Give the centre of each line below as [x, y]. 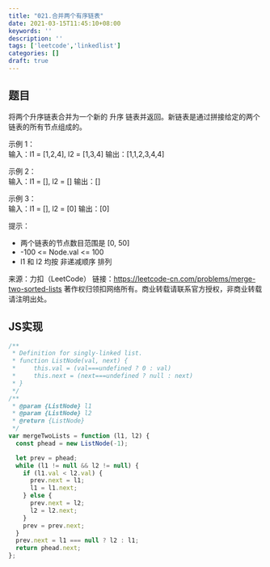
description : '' [36, 38]
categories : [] [34, 53]
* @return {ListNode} [48, 421]
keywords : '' [30, 31]
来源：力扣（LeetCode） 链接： [61, 279]
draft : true [28, 61]
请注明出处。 [30, 299]
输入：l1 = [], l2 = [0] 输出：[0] [59, 208]
